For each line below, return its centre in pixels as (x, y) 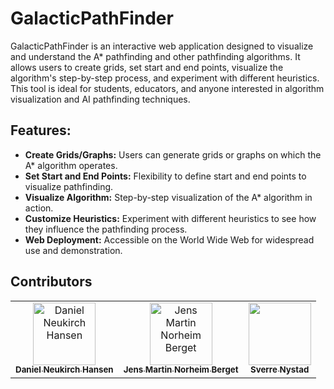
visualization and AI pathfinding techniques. (100, 99)
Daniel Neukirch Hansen (64, 370)
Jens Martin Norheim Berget (181, 370)
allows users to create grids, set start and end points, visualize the (147, 67)
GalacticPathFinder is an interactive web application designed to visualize (162, 46)
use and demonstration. (73, 250)
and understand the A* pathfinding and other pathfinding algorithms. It (155, 56)
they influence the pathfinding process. (106, 229)
